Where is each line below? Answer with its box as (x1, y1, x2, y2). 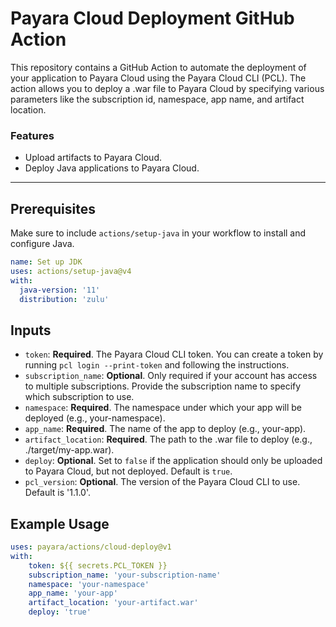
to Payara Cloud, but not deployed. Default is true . (24, 465, 233, 477)
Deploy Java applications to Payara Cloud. (24, 162, 200, 174)
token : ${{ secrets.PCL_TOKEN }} (28, 560, 168, 571)
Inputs (10, 322, 52, 339)
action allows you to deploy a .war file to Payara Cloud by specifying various (10, 82, 325, 94)
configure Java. (10, 238, 75, 250)
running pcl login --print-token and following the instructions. (24, 359, 290, 371)
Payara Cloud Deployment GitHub (10, 7, 295, 30)
